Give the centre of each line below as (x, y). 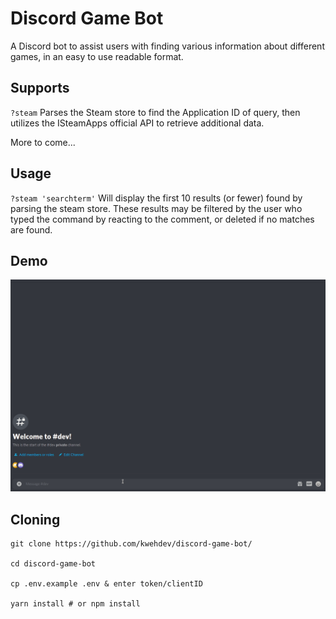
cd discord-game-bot (53, 564)
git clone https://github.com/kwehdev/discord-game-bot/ (131, 544)
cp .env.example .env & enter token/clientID (106, 584)
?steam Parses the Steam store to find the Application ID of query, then (155, 112)
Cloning (35, 519)
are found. (31, 229)
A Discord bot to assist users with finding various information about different (167, 46)
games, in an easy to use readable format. (97, 56)
